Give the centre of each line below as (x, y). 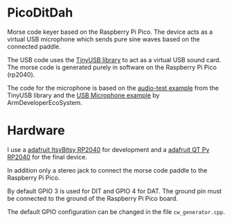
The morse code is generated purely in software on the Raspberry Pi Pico (112, 67)
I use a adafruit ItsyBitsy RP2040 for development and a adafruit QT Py (108, 149)
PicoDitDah (40, 13)
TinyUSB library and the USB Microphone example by (83, 95)
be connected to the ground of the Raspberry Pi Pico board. (92, 198)
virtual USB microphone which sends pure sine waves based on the (104, 39)
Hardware (36, 131)
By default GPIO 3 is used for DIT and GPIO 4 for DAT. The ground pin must (115, 191)
